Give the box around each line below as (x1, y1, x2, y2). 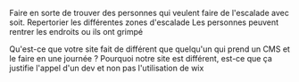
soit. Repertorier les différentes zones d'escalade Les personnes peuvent (9, 17, 279, 28)
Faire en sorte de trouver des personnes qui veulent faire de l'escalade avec (9, 8, 290, 18)
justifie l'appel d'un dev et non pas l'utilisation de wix (9, 62, 204, 73)
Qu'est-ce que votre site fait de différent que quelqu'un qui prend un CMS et (9, 44, 290, 54)
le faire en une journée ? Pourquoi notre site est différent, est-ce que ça (9, 53, 272, 63)
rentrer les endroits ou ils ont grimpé (9, 27, 144, 37)
